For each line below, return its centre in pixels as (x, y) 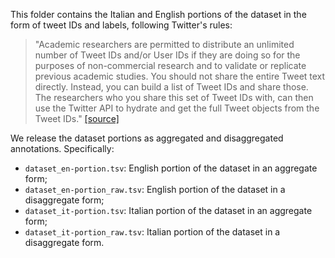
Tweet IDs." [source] (77, 118)
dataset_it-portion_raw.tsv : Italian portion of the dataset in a (152, 232)
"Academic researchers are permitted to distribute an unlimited (164, 44)
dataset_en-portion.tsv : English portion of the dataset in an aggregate (171, 168)
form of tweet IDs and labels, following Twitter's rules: (121, 25)
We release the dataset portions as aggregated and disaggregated (147, 138)
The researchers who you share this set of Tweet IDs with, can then (174, 97)
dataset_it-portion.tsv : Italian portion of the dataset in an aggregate (168, 210)
